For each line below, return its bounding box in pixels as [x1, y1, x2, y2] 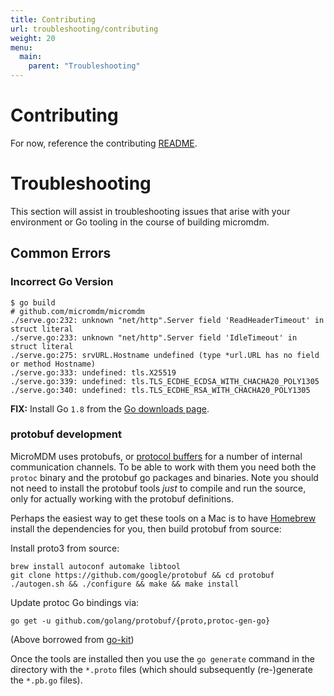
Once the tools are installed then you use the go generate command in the [10, 652, 316, 665]
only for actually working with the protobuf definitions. [10, 492, 234, 505]
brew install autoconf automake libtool [10, 561, 182, 571]
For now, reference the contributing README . [10, 137, 198, 149]
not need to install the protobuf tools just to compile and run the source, [10, 482, 307, 494]
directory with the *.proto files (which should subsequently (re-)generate [10, 663, 313, 675]
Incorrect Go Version [10, 275, 114, 289]
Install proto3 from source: [10, 542, 120, 554]
